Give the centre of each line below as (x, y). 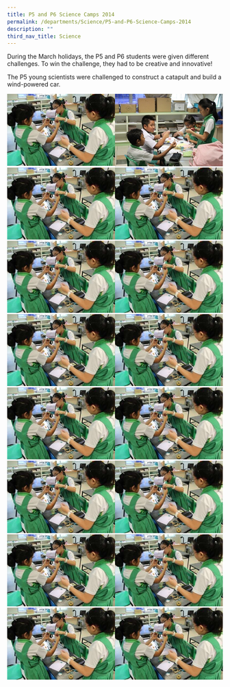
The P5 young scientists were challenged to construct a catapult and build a (114, 77)
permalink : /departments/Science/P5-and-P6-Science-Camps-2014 (99, 22)
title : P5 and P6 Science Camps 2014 (61, 14)
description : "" (30, 29)
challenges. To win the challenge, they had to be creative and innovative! (110, 64)
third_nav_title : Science (44, 36)
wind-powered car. (34, 84)
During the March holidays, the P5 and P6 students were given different (108, 57)
